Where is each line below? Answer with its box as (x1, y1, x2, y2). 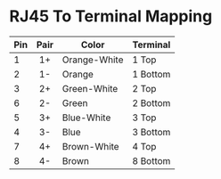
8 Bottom (132, 154, 171, 167)
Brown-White (61, 140, 119, 152)
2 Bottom (132, 96, 171, 109)
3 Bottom (132, 126, 171, 138)
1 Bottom (132, 68, 171, 80)
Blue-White (61, 111, 111, 124)
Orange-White (61, 53, 124, 66)
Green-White (61, 82, 119, 94)
